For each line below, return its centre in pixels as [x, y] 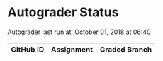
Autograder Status [63, 12]
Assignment [72, 49]
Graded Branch [126, 49]
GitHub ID [28, 49]
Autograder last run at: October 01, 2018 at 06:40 [79, 32]
